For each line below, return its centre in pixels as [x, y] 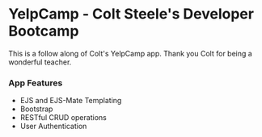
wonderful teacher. [40, 62]
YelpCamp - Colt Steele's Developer [131, 14]
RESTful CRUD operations [63, 118]
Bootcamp [44, 31]
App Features [36, 83]
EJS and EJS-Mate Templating [71, 101]
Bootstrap [36, 109]
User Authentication [53, 127]
